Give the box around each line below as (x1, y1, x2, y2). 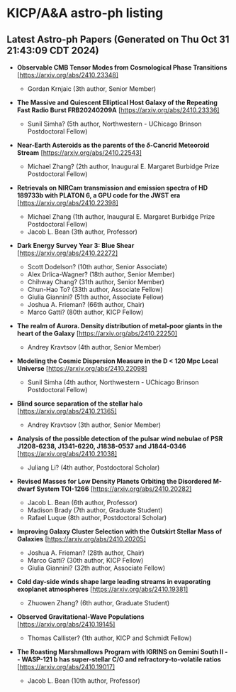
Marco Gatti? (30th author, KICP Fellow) (27, 556, 144, 564)
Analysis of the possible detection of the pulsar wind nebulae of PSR (16, 435, 223, 443)
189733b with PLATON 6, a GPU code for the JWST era (16, 191, 181, 200)
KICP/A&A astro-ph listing (6, 5, 164, 21)
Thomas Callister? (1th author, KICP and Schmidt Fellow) (27, 634, 192, 642)
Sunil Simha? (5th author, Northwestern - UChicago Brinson (27, 119, 202, 128)
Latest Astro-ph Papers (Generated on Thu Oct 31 (6, 33, 230, 45)
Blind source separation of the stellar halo (16, 399, 143, 408)
